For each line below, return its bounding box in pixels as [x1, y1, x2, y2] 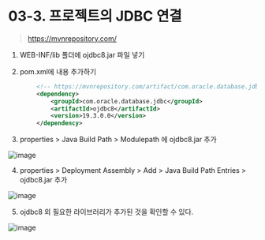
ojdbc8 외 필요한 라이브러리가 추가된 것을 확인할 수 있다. [19, 207, 194, 217]
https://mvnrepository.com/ [27, 33, 117, 43]
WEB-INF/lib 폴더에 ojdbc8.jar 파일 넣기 [19, 50, 145, 59]
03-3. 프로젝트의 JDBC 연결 [8, 7, 182, 25]
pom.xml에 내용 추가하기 [19, 66, 97, 76]
